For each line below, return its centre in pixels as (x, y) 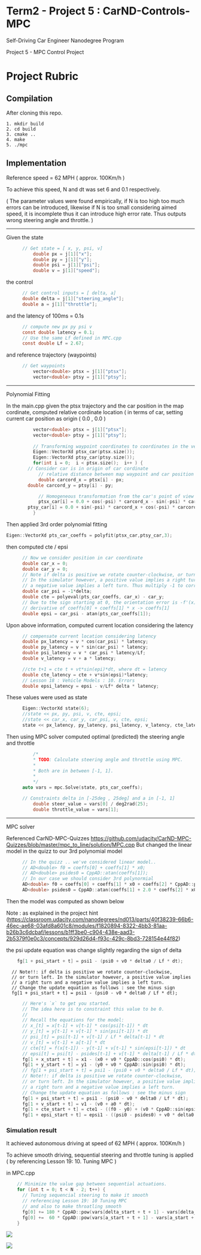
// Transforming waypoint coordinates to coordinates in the (110, 446)
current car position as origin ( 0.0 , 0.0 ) (56, 418)
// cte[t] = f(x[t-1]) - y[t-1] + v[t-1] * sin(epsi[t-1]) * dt (104, 1048)
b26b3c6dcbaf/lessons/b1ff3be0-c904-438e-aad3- (71, 932)
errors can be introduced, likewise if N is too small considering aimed (92, 207)
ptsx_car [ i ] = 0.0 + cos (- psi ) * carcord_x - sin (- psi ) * (112, 502)
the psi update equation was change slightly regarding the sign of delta (94, 950)
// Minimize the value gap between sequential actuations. (92, 1184)
